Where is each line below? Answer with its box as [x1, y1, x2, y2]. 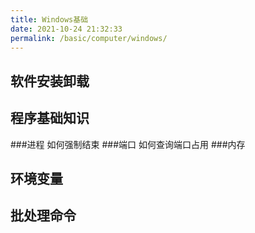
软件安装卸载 [10, 72, 90, 90]
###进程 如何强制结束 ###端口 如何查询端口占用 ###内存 [10, 138, 246, 150]
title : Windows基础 [10, 14, 89, 25]
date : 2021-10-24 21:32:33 [10, 24, 123, 34]
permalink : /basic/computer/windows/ [10, 33, 168, 43]
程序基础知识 [10, 110, 90, 127]
